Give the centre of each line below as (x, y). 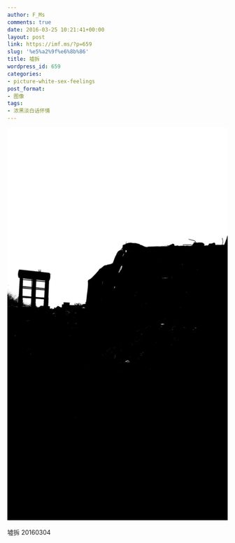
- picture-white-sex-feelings (51, 81)
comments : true (29, 22)
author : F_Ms (26, 15)
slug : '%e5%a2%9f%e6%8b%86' (48, 52)
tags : (15, 104)
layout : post (26, 37)
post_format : (26, 89)
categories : (24, 74)
